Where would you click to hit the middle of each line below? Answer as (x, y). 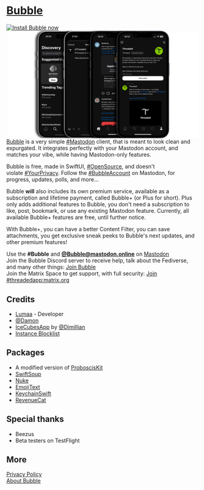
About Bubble (24, 481)
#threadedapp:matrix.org (38, 280)
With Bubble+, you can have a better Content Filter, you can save (88, 229)
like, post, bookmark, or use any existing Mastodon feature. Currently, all (98, 211)
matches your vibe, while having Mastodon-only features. (79, 155)
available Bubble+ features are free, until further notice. (76, 217)
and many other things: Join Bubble (51, 267)
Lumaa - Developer (39, 314)
